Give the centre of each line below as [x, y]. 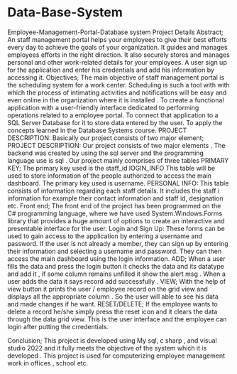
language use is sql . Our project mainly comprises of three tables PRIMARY [118, 160]
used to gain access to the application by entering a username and [105, 236]
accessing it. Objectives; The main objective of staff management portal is [116, 77]
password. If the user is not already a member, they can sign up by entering [118, 243]
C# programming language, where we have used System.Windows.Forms [115, 213]
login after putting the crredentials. [58, 326]
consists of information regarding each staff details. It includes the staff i [114, 191]
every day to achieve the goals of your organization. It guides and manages [118, 47]
